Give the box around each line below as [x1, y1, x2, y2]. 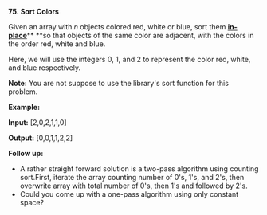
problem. [8, 87, 38, 96]
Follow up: [8, 149, 44, 158]
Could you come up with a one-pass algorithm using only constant [19, 190, 239, 198]
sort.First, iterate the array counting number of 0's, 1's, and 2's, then [19, 173, 245, 182]
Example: [8, 103, 41, 111]
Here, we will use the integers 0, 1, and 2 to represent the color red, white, [8, 55, 251, 64]
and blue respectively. [8, 63, 81, 72]
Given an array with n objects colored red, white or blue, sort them [8, 22, 226, 31]
